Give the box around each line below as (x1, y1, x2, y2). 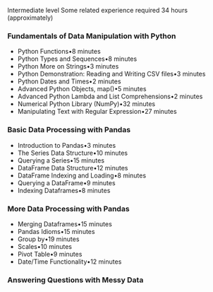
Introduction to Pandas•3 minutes (17, 141, 116, 149)
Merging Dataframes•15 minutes (17, 219, 113, 228)
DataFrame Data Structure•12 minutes (17, 163, 128, 172)
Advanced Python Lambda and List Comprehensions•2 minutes (17, 92, 203, 101)
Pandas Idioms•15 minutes (17, 227, 95, 235)
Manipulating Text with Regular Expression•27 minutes (17, 107, 178, 116)
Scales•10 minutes (17, 242, 73, 250)
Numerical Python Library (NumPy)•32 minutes (17, 100, 156, 108)
